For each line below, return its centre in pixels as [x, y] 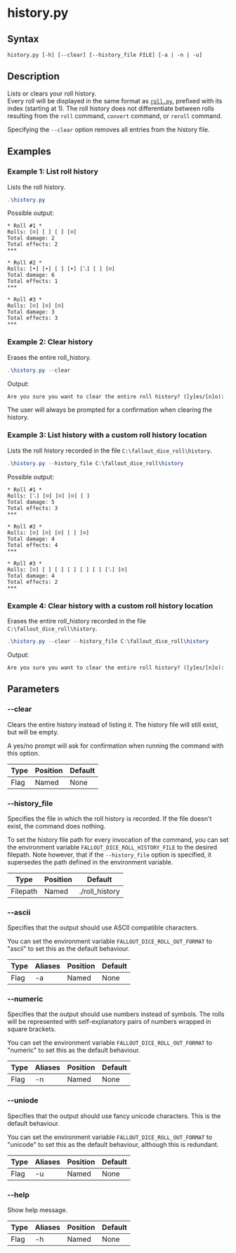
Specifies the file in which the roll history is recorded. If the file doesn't [110, 818]
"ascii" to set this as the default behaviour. [68, 949]
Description [33, 76]
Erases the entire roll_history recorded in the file [77, 621]
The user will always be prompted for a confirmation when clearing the [110, 410]
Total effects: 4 [33, 545]
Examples [29, 151]
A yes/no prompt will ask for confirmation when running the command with [116, 746]
